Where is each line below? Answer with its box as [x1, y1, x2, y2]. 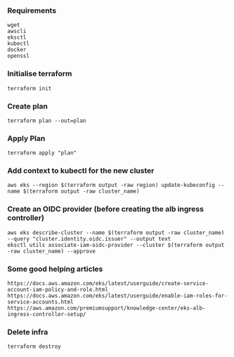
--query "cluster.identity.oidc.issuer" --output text [7, 235, 171, 242]
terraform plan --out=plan [7, 117, 86, 124]
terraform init [7, 85, 52, 92]
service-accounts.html [7, 298, 74, 305]
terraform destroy [7, 343, 61, 351]
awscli [7, 28, 27, 35]
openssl [7, 52, 30, 60]
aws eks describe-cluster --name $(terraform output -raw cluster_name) [7, 229, 225, 236]
